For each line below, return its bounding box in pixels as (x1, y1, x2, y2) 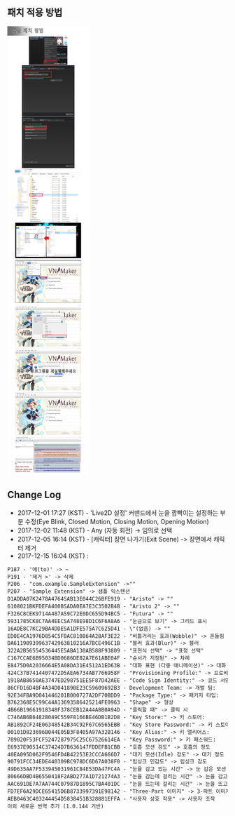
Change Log (7, 489, 62, 501)
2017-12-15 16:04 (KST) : (17, 551, 89, 560)
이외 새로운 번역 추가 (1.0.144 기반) (7, 803, 104, 810)
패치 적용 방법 (7, 6, 63, 19)
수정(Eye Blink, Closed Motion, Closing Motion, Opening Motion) (24, 517, 210, 526)
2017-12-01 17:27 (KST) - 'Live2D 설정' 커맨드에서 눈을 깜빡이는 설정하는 (17, 508, 219, 517)
